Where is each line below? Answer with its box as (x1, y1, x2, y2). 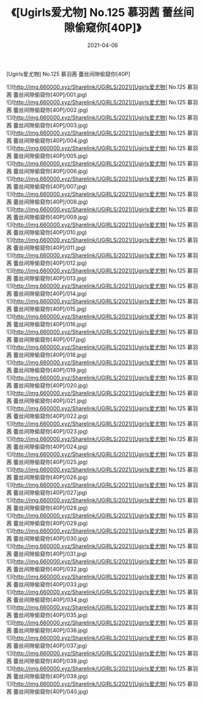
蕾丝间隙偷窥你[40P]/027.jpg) (13, 489, 87, 496)
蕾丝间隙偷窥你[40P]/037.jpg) (13, 642, 87, 649)
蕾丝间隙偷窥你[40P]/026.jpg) (13, 473, 89, 481)
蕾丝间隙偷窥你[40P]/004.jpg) (13, 137, 89, 144)
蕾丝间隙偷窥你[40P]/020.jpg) (13, 381, 89, 389)
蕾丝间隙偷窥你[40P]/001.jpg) (13, 91, 87, 98)
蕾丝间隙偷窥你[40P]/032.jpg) (13, 565, 89, 572)
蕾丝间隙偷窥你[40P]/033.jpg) (13, 580, 89, 588)
